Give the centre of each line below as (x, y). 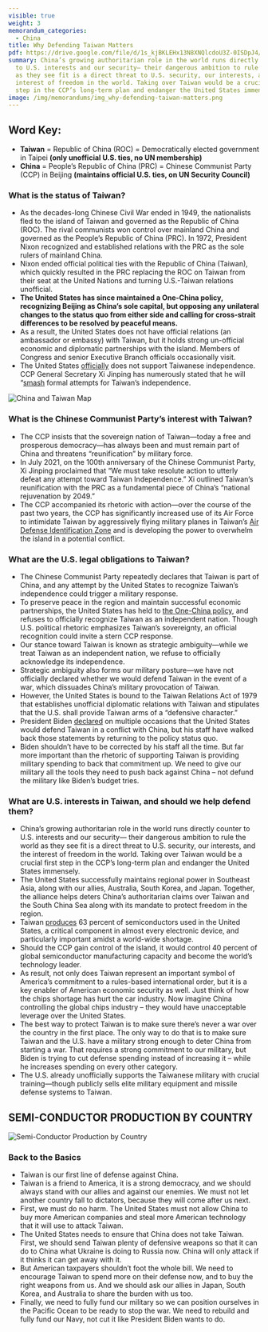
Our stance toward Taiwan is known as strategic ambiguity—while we (134, 644)
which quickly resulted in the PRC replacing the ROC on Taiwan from (132, 272)
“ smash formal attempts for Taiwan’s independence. (105, 383)
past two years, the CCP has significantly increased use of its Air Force (136, 513)
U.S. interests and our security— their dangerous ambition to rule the (133, 838)
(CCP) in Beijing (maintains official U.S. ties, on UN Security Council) (135, 175)
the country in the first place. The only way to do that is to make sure (133, 1033)
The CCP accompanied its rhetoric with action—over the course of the (135, 504)
